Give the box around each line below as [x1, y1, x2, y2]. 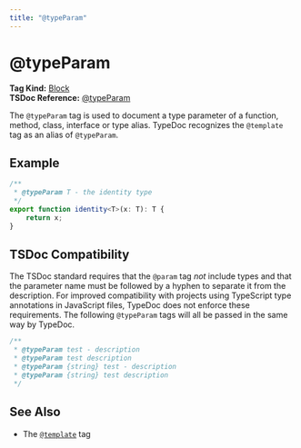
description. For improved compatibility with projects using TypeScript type [9, 290, 292, 301]
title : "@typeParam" [9, 13, 88, 23]
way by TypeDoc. [9, 319, 75, 330]
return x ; [25, 213, 64, 223]
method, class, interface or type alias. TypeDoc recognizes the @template [9, 119, 284, 130]
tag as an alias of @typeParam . [9, 129, 119, 140]
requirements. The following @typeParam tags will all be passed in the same [9, 310, 288, 321]
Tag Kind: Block [9, 83, 70, 94]
